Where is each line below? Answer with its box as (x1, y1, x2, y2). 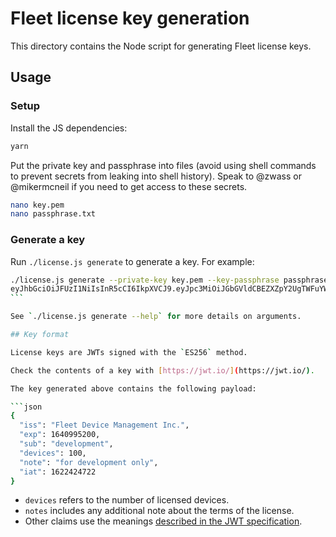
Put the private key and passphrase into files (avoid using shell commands (10, 159, 317, 171)
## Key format (10, 330, 70, 340)
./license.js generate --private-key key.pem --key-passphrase (10, 275, 280, 285)
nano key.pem (10, 200, 65, 210)
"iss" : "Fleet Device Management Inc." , (19, 420, 190, 431)
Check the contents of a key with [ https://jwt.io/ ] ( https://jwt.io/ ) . (10, 365, 315, 376)
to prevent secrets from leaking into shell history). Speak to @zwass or (10, 170, 302, 182)
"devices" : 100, (19, 448, 87, 458)
